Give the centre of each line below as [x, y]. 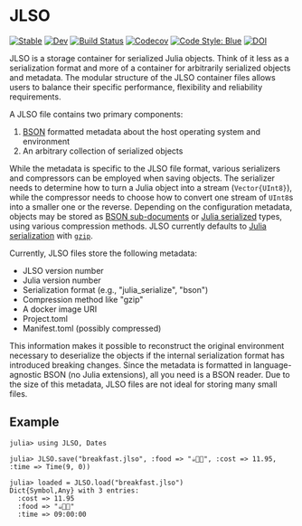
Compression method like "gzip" [83, 299]
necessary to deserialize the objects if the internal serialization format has [147, 355]
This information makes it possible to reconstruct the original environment [147, 345]
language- [272, 365]
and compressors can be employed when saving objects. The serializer [142, 178]
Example [34, 423]
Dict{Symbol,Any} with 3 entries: [75, 490]
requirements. [35, 97]
